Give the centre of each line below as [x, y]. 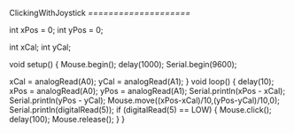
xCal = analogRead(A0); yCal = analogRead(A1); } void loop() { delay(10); [142, 82]
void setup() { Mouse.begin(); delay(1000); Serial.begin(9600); [123, 64]
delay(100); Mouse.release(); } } [67, 119]
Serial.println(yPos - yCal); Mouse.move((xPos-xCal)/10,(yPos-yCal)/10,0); [145, 100]
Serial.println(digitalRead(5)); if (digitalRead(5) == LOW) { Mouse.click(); [140, 110]
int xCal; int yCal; [40, 47]
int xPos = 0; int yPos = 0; [56, 30]
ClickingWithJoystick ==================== [100, 13]
